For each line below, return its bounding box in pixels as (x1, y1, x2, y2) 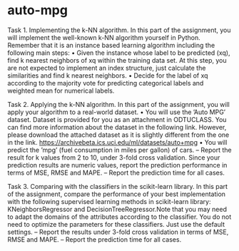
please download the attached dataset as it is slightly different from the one (7, 130, 230, 139)
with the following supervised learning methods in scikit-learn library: (7, 197, 211, 205)
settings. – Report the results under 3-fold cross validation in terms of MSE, (7, 227, 229, 236)
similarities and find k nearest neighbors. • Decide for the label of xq (7, 71, 208, 80)
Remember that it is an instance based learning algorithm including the (7, 41, 215, 49)
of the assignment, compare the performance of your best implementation (7, 190, 226, 198)
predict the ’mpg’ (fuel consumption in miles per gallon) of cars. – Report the (7, 145, 232, 154)
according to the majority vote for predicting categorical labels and (7, 78, 204, 87)
